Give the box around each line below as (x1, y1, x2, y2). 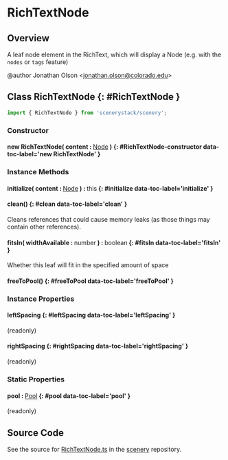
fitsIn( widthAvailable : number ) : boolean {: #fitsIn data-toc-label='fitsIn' (7, 238, 221, 247)
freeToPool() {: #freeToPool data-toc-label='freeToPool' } (7, 277, 174, 285)
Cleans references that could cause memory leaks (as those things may (7, 215, 211, 223)
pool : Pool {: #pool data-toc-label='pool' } (7, 391, 130, 400)
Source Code (7, 427, 64, 439)
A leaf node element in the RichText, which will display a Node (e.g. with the (7, 50, 222, 59)
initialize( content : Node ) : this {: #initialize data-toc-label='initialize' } (7, 184, 214, 192)
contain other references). (7, 222, 81, 231)
